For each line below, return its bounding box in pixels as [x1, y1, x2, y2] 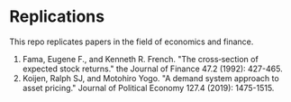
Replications [9, 6, 105, 27]
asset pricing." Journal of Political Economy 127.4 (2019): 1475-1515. [22, 82, 275, 93]
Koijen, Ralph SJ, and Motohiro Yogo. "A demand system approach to [22, 72, 279, 83]
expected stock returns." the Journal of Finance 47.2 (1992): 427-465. [22, 63, 283, 74]
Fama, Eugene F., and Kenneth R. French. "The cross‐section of [22, 53, 259, 64]
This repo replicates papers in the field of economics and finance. [9, 36, 254, 47]
